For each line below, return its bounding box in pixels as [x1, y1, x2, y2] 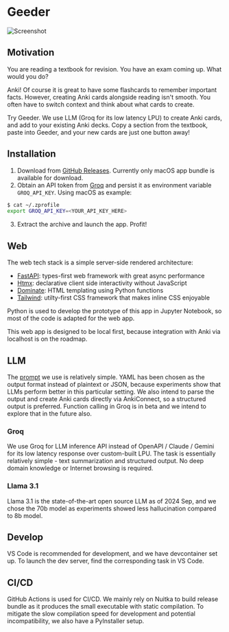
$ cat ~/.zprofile [7, 201, 60, 208]
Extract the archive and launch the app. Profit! [16, 221, 147, 229]
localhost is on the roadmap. [7, 335, 88, 343]
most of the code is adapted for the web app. [7, 314, 135, 323]
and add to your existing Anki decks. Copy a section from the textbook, [7, 121, 208, 129]
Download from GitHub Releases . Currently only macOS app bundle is [16, 166, 215, 174]
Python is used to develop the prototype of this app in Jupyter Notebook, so [7, 307, 222, 315]
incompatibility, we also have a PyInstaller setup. [7, 617, 145, 625]
